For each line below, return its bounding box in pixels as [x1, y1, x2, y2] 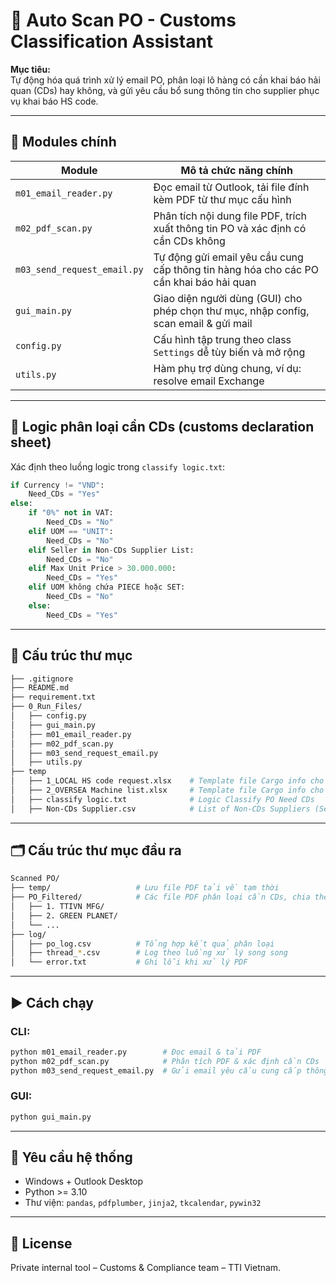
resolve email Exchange [153, 374, 265, 388]
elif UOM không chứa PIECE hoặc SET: [28, 582, 186, 593]
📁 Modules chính [10, 134, 117, 151]
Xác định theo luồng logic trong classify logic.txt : [10, 460, 226, 473]
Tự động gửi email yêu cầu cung [153, 250, 304, 264]
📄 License [10, 1235, 73, 1252]
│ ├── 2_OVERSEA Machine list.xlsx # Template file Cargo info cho [10, 785, 325, 795]
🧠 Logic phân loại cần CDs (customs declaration [10, 419, 315, 436]
